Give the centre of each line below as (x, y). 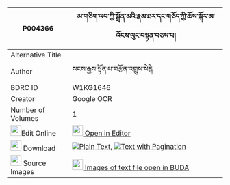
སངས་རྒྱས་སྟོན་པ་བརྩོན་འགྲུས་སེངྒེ (112, 69)
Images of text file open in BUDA (137, 168)
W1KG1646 (91, 88)
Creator (23, 99)
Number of (28, 110)
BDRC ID (25, 88)
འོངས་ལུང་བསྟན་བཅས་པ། (146, 35)
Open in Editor (108, 133)
